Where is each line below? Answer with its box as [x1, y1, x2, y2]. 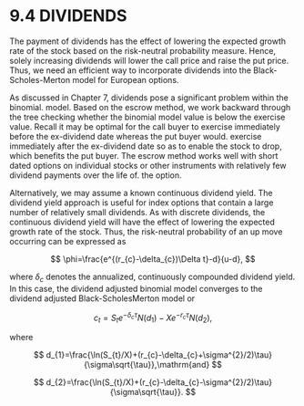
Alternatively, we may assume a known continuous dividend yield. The [9, 187, 273, 198]
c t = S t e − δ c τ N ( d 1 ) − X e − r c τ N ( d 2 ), [93, 310, 213, 325]
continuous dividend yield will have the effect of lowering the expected [9, 216, 276, 227]
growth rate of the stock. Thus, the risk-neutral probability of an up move [9, 225, 283, 237]
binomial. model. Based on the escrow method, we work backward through [9, 101, 291, 112]
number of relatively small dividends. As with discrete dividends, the [9, 206, 266, 217]
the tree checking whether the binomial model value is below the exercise [9, 111, 286, 122]
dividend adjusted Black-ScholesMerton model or [9, 293, 196, 304]
